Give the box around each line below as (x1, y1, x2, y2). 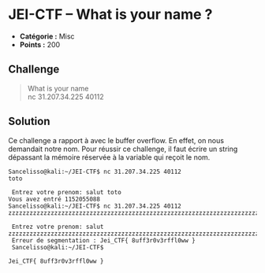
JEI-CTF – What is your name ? (8, 6, 213, 24)
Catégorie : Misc (19, 31, 75, 41)
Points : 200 (19, 39, 61, 49)
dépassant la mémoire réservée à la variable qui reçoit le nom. (8, 152, 211, 162)
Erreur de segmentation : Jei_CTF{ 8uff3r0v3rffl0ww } (11, 236, 196, 245)
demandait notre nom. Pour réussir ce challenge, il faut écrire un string (8, 144, 238, 153)
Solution (8, 115, 50, 128)
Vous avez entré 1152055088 (8, 195, 101, 203)
